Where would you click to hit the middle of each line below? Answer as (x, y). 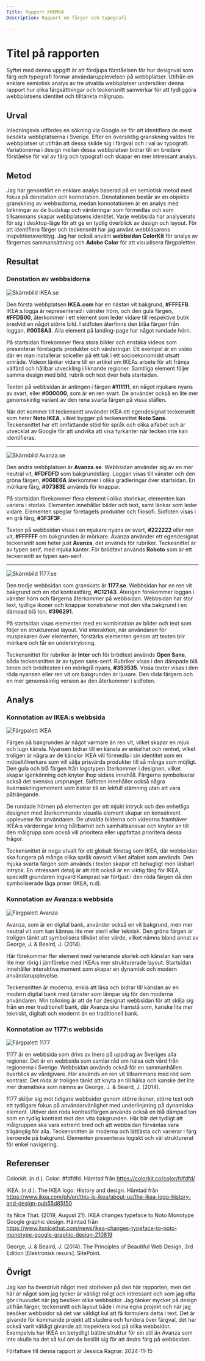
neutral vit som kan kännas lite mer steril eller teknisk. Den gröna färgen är (100, 931)
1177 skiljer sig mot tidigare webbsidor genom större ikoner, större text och (100, 1099)
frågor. (15, 839)
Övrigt (19, 1272)
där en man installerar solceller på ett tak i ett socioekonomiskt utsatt (93, 355)
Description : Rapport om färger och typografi (67, 18)
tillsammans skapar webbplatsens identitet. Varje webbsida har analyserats (101, 217)
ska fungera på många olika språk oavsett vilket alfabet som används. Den (100, 858)
